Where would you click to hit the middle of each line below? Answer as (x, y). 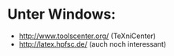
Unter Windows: (61, 14)
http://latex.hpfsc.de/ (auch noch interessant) (93, 44)
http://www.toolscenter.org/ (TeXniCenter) (87, 36)
